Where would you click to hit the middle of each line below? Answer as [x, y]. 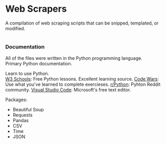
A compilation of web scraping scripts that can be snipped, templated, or [82, 23]
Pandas [21, 120]
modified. [15, 28]
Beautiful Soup [28, 109]
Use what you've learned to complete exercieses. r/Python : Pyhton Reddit [83, 84]
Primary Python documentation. [39, 63]
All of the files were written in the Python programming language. [74, 58]
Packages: [16, 100]
